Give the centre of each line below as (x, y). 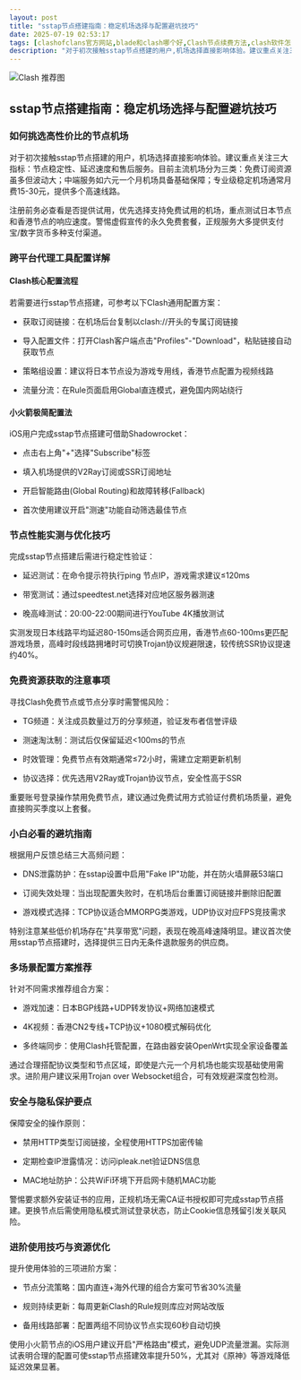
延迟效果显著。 (37, 1367)
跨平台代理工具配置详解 (60, 258)
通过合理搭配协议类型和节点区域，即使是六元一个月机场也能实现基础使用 (142, 1065)
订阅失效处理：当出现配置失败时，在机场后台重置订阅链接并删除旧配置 (152, 893)
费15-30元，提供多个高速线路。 (67, 191)
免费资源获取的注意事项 (60, 680)
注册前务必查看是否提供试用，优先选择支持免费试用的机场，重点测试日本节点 (150, 210)
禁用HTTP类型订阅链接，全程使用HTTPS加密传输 (112, 1142)
